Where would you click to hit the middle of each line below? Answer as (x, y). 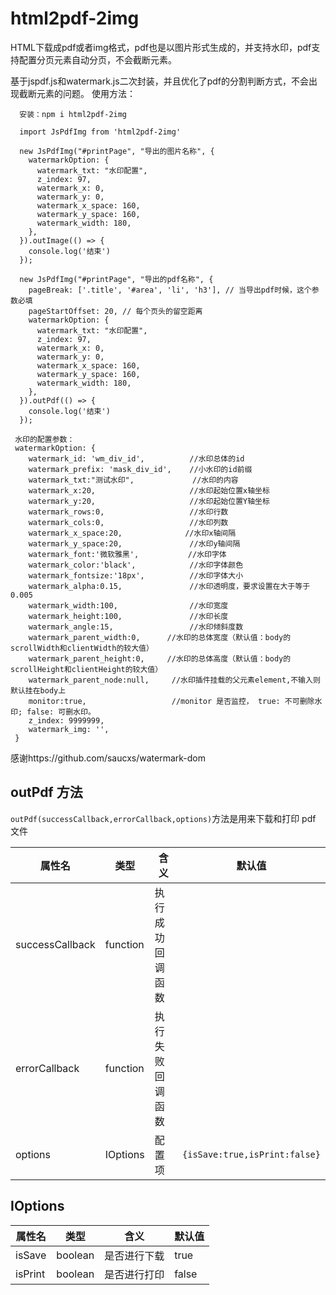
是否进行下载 (134, 1255)
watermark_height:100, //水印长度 (128, 616)
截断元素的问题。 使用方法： (77, 93)
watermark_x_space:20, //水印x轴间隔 (132, 533)
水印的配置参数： (44, 439)
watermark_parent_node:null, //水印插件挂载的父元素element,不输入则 (174, 680)
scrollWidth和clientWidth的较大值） (82, 648)
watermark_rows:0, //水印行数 (128, 512)
